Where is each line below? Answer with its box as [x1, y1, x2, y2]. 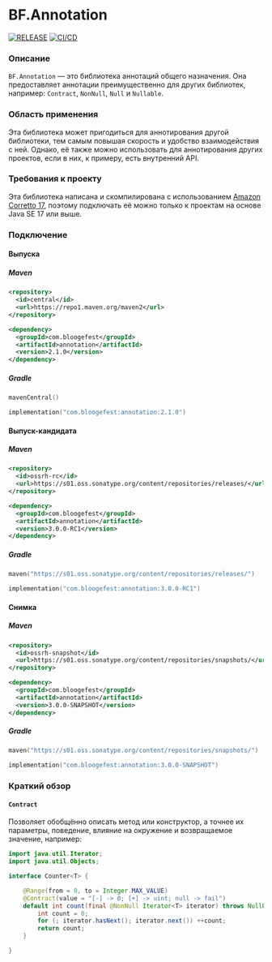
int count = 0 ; [37, 909, 89, 917]
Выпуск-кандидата [8, 426, 77, 436]
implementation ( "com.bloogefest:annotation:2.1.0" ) [8, 408, 186, 417]
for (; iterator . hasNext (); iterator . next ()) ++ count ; [37, 917, 227, 925]
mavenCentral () [8, 393, 60, 402]
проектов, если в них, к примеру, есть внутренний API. [8, 152, 200, 163]
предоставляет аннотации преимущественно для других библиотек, [8, 79, 246, 90]
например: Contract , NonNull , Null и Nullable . [8, 88, 164, 98]
